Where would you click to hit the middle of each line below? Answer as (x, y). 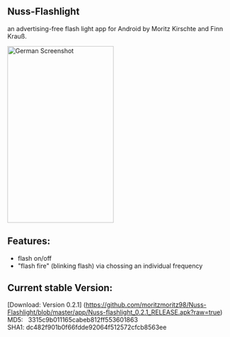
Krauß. (17, 36)
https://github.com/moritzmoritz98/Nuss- (146, 305)
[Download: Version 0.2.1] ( (47, 305)
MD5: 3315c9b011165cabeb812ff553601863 (73, 320)
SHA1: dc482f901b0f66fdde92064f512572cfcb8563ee (87, 327)
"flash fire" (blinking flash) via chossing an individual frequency (110, 266)
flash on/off (34, 258)
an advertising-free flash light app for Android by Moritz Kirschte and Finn (115, 28)
